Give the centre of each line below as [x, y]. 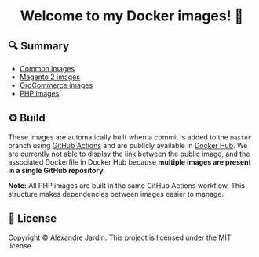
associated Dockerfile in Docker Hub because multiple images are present [129, 162]
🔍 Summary [39, 46]
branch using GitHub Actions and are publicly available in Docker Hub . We [128, 145]
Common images [47, 69]
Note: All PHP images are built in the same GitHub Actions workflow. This [127, 185]
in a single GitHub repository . [57, 170]
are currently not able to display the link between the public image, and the [129, 154]
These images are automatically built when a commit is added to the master [130, 137]
